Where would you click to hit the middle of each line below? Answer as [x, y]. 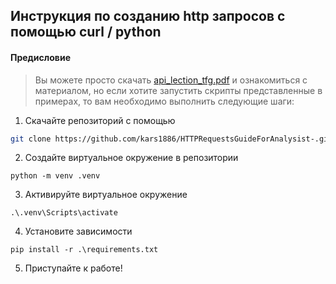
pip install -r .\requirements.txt [84, 250]
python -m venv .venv [55, 176]
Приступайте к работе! [73, 268]
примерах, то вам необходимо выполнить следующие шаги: [164, 101]
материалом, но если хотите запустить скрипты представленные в [178, 90]
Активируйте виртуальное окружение [106, 195]
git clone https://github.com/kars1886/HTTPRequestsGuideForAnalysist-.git [171, 139]
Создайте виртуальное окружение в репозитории [131, 158]
